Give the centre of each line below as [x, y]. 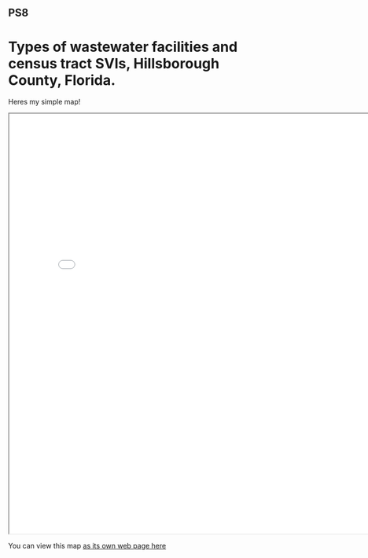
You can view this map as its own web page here [87, 546]
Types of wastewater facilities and [123, 47]
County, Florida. [62, 80]
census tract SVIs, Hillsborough [114, 63]
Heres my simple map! [44, 102]
